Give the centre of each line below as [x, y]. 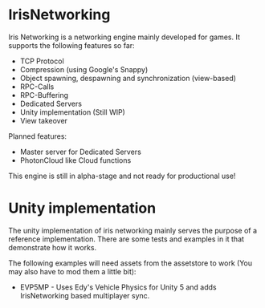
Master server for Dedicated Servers [81, 152]
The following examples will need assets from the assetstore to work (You [130, 263]
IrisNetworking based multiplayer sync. [85, 295]
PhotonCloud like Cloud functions [75, 160]
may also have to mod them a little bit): [72, 271]
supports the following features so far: [71, 45]
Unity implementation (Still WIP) [73, 112]
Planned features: [37, 136]
